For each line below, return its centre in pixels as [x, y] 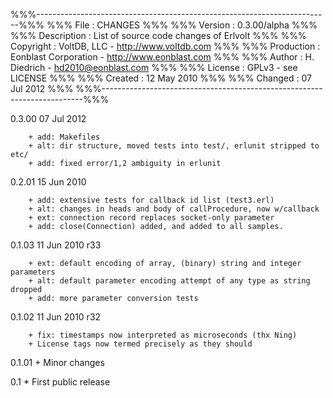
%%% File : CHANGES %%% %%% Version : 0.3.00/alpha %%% [182, 25]
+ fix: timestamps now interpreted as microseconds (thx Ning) [163, 335]
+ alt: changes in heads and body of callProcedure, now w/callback [174, 209]
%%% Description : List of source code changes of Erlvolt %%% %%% [158, 35]
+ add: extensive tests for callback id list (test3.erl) [151, 200]
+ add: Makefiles [64, 137]
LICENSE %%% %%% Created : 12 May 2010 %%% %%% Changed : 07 [161, 78]
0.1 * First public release [60, 382]
